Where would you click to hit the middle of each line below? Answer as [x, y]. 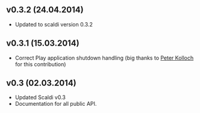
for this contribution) [40, 64]
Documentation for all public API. [56, 104]
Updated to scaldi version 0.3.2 [54, 24]
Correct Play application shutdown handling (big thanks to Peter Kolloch [104, 58]
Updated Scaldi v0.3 [40, 97]
